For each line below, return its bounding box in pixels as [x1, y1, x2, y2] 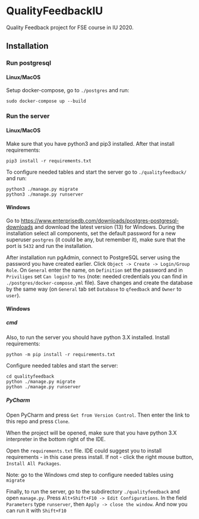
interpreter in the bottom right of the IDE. [6, 436, 106, 443]
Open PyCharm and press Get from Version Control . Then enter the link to [6, 411, 190, 419]
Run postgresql [6, 59, 52, 67]
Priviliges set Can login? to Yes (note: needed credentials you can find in [6, 272, 188, 280]
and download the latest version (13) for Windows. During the [34, 223, 185, 230]
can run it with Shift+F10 [6, 507, 67, 514]
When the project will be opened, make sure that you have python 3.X [6, 429, 177, 436]
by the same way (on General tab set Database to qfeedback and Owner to [6, 285, 182, 292]
